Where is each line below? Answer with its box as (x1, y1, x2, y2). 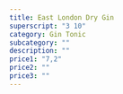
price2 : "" (9, 64, 50, 73)
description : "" (9, 47, 70, 56)
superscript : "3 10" (9, 21, 87, 30)
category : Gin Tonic (9, 30, 87, 38)
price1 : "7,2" (9, 55, 63, 64)
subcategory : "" (9, 38, 70, 47)
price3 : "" (9, 72, 50, 81)
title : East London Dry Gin (9, 13, 115, 22)
